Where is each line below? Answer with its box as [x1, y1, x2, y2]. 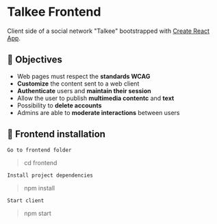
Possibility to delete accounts [16, 101, 102, 110]
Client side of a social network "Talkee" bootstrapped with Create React [7, 27, 210, 35]
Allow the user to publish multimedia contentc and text [16, 94, 175, 102]
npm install [23, 184, 55, 192]
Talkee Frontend [7, 4, 101, 20]
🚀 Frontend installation [7, 128, 106, 140]
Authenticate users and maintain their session [16, 86, 152, 95]
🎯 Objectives [7, 54, 63, 66]
